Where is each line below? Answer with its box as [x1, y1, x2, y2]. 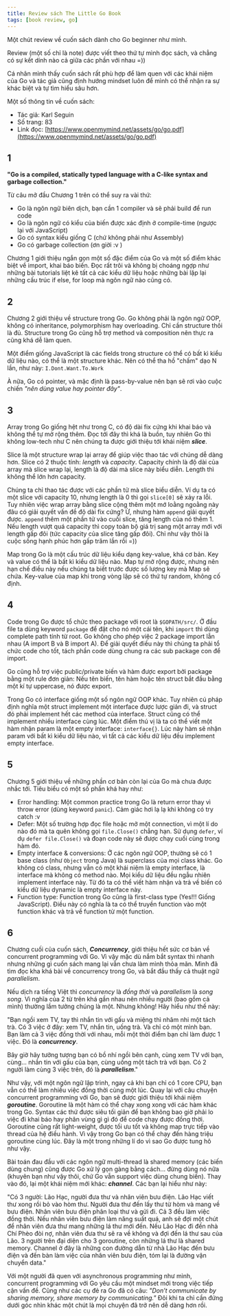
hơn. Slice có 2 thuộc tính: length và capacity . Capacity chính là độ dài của [7, 457, 219, 466]
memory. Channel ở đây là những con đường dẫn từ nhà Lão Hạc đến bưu [7, 1244, 215, 1252]
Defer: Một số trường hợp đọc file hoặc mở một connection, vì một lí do [16, 819, 218, 828]
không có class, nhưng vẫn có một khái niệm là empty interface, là [16, 863, 205, 872]
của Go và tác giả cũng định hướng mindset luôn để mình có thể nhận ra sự [7, 76, 220, 84]
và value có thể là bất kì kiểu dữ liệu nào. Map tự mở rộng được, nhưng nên [7, 557, 219, 565]
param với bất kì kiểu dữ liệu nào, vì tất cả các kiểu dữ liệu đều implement [7, 731, 215, 740]
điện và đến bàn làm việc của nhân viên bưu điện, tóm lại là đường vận [7, 1251, 207, 1260]
